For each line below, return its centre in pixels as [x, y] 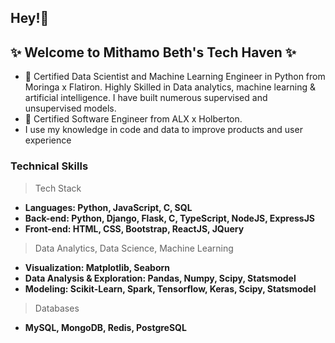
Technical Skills [49, 166]
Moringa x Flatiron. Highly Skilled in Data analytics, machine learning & [170, 87]
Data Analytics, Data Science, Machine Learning [134, 248]
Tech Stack [58, 188]
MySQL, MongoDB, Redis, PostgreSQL [105, 327]
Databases [57, 308]
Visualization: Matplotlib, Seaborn [97, 267]
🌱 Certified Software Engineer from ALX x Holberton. [133, 119]
